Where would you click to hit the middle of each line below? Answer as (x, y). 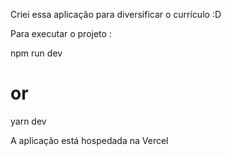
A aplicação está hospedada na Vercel (89, 140)
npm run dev (36, 53)
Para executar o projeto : (61, 33)
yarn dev (28, 121)
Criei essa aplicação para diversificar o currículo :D (116, 14)
